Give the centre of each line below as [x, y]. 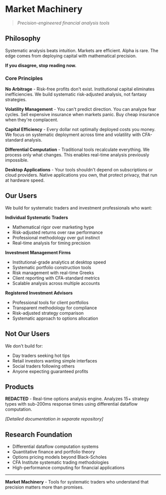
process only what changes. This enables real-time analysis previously [77, 155]
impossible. [17, 160]
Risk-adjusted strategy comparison [48, 313]
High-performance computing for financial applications [68, 468]
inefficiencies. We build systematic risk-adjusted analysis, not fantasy [76, 94]
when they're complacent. [32, 120]
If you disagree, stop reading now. [41, 65]
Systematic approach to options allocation [55, 318]
